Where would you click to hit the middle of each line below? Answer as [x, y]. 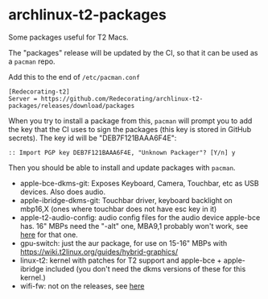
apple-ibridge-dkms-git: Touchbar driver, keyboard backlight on [126, 200]
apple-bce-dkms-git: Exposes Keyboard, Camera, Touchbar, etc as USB [139, 183]
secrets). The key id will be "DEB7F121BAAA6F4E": [93, 138]
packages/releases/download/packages [72, 106]
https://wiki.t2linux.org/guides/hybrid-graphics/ [99, 251]
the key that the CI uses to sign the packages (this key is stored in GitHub [130, 129]
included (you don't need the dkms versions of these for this [146, 268]
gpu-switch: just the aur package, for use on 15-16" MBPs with [124, 243]
